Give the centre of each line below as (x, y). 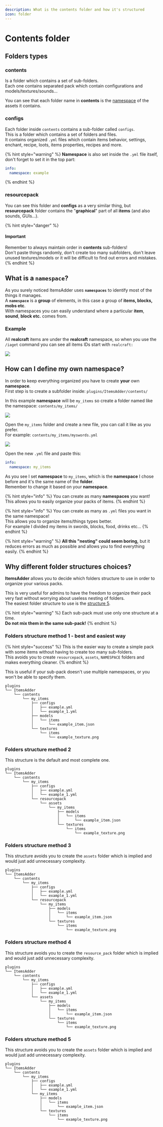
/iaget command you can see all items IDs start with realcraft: (69, 344)
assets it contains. (23, 106)
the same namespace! (27, 516)
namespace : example (29, 173)
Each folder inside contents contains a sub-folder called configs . (70, 129)
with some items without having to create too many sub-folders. (69, 652)
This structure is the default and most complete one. (58, 760)
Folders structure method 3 (38, 845)
